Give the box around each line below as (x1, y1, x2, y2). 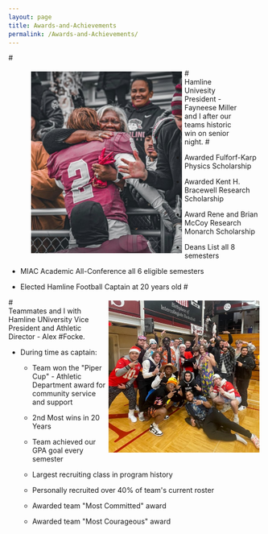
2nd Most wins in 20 (31, 413, 101, 423)
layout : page (8, 13, 52, 21)
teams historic (184, 120, 232, 130)
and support (31, 397, 73, 407)
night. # (184, 137, 210, 147)
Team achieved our (31, 437, 97, 447)
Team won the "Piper (31, 363, 102, 373)
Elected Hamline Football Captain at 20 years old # (19, 282, 188, 292)
